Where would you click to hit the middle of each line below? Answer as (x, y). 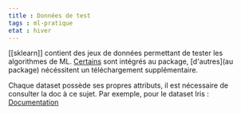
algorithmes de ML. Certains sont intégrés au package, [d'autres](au (121, 61)
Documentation (34, 102)
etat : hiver (30, 30)
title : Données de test (49, 16)
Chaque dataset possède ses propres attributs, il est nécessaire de (119, 85)
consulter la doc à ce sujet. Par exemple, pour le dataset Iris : (109, 94)
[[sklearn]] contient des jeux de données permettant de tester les (116, 53)
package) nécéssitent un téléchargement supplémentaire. (103, 70)
